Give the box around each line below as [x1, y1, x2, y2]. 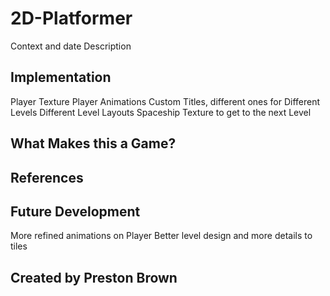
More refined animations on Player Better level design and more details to [10, 230, 313, 242]
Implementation [10, 69, 112, 86]
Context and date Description [10, 40, 132, 52]
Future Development [10, 203, 141, 220]
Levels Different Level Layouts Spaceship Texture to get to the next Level [10, 106, 312, 118]
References [10, 169, 84, 186]
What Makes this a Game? [10, 135, 177, 152]
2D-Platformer [10, 7, 133, 30]
